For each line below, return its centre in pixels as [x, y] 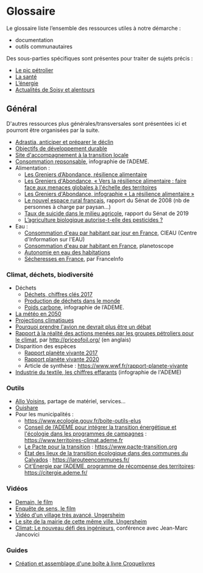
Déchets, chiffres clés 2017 [58, 294]
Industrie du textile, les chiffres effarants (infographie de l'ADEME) [98, 372]
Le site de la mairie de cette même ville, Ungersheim [81, 521]
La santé [26, 76]
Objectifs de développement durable [61, 148]
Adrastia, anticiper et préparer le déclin [64, 142]
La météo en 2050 [38, 314]
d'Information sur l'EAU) [55, 239]
